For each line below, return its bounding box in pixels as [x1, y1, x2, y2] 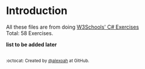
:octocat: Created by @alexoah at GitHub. [6, 58, 89, 64]
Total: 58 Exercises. [6, 29, 54, 36]
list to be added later [6, 41, 57, 48]
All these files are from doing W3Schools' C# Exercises [6, 23, 139, 30]
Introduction [6, 4, 68, 18]
